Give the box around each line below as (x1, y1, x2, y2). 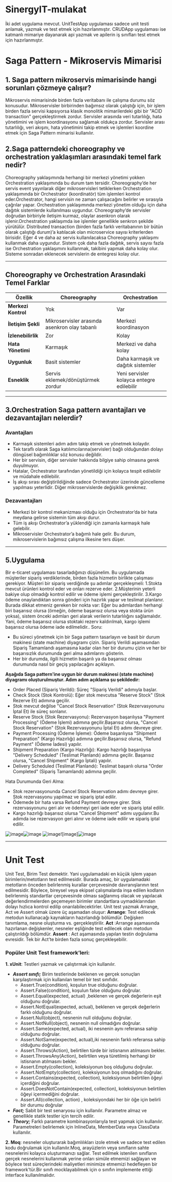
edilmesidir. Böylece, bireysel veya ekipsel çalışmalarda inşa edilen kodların (5, 887, 164, 893)
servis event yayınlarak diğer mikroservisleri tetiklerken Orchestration (5, 185, 152, 191)
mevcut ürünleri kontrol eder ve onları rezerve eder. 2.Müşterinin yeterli (5, 586, 156, 592)
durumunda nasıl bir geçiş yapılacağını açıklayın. (12, 661, 115, 667)
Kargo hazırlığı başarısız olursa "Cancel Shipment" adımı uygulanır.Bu (12, 810, 160, 816)
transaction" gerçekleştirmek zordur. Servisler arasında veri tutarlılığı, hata (5, 113, 162, 119)
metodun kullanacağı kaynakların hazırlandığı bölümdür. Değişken (5, 914, 144, 921)
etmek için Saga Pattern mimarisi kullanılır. (5, 129, 95, 136)
